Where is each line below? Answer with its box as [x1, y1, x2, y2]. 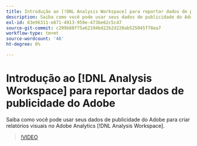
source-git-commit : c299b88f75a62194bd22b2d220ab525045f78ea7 [6, 25, 161, 31]
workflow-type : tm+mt [6, 30, 59, 36]
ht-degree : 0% [6, 42, 41, 47]
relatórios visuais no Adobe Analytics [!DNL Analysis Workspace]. [6, 122, 165, 129]
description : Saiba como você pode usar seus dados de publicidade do [6, 14, 182, 20]
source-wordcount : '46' [6, 36, 64, 42]
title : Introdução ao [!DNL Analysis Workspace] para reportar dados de [6, 8, 188, 15]
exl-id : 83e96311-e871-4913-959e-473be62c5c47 [6, 19, 122, 25]
